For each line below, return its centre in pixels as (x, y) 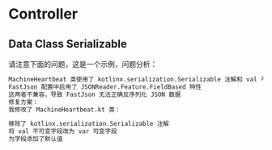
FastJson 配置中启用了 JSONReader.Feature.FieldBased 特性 (105, 87)
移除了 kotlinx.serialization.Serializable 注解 (89, 124)
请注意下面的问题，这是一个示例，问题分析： (83, 64)
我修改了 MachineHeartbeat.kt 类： (65, 110)
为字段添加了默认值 (36, 139)
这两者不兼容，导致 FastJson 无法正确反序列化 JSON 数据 (95, 94)
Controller (43, 14)
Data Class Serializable (68, 44)
